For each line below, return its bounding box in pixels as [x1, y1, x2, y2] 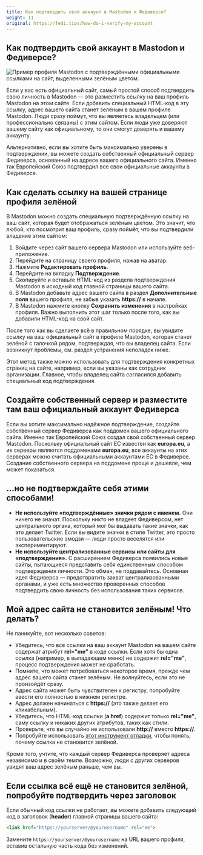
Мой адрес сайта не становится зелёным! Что [6, 604, 191, 615]
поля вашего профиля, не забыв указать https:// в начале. [15, 296, 167, 303]
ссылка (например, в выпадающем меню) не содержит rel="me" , [15, 654, 187, 662]
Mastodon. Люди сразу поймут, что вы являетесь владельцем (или [6, 112, 180, 120]
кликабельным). [15, 706, 58, 713]
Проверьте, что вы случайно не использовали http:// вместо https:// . [15, 725, 196, 733]
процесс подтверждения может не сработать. [15, 661, 136, 668]
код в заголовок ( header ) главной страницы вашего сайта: [6, 813, 159, 820]
